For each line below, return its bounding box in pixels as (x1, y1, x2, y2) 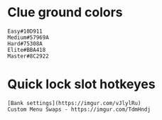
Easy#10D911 (7, 28, 43, 35)
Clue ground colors (7, 4, 123, 21)
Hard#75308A (7, 40, 43, 47)
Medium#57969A (7, 33, 50, 41)
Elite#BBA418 (7, 46, 46, 53)
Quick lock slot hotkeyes (7, 76, 156, 92)
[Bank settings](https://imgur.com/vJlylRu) (7, 99, 141, 107)
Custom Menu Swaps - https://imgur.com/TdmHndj (7, 106, 151, 113)
